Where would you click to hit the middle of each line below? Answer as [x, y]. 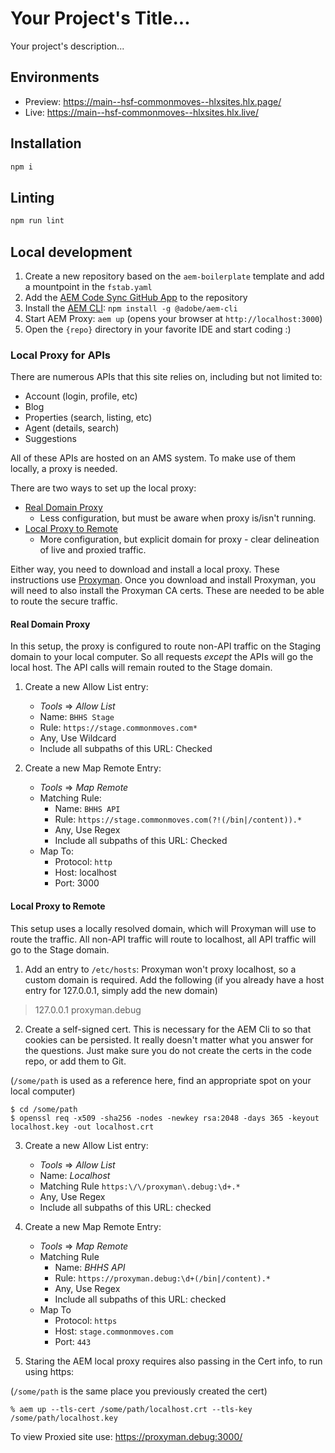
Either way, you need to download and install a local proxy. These [145, 569]
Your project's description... [67, 46]
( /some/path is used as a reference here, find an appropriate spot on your [161, 1080]
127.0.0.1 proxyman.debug [88, 1009]
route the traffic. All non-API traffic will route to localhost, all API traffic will [163, 939]
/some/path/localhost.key [64, 1418]
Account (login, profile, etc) [81, 396]
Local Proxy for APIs [60, 355]
